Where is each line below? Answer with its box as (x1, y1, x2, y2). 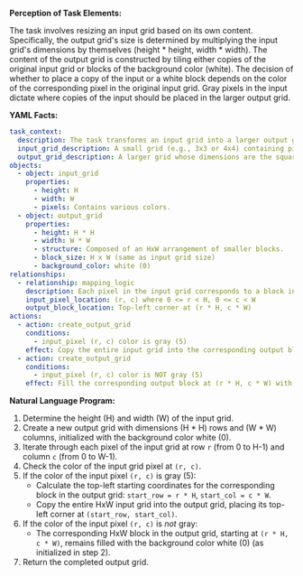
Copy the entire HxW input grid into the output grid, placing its (35, 499, 268, 510)
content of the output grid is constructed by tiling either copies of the (9, 54, 266, 64)
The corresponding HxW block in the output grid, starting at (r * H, (35, 528, 289, 539)
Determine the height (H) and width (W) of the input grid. (22, 413, 234, 423)
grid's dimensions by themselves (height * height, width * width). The (9, 44, 268, 55)
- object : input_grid (17, 169, 99, 179)
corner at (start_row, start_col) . (50, 509, 178, 520)
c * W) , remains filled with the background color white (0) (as (35, 537, 264, 549)
